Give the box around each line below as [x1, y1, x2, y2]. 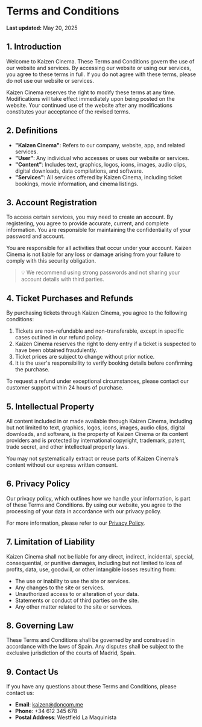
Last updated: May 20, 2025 [6, 24, 78, 31]
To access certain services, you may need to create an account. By [6, 213, 174, 221]
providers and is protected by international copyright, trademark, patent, [6, 437, 186, 444]
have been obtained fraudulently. [14, 347, 98, 354]
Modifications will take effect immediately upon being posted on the [6, 95, 175, 102]
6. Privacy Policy [6, 479, 71, 489]
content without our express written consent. [6, 461, 118, 469]
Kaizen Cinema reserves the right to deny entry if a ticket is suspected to [14, 340, 197, 348]
